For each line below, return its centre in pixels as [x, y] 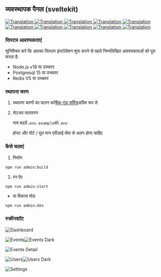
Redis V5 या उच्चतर [31, 78]
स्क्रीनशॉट [15, 219]
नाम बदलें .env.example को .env [40, 123]
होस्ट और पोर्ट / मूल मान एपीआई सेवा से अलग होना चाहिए [57, 133]
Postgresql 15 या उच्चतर [35, 73]
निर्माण [17, 157]
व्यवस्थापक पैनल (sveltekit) [42, 9]
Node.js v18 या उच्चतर [33, 67]
